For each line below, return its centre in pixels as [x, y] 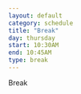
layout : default [35, 16]
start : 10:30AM [34, 45]
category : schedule [41, 23]
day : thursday [32, 38]
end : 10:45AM [30, 53]
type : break [28, 61]
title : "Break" [34, 30]
